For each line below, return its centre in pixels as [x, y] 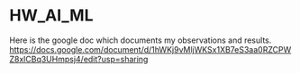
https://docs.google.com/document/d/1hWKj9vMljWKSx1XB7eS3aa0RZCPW [150, 49]
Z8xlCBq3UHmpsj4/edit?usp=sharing [79, 59]
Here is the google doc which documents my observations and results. [141, 40]
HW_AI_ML [51, 16]
